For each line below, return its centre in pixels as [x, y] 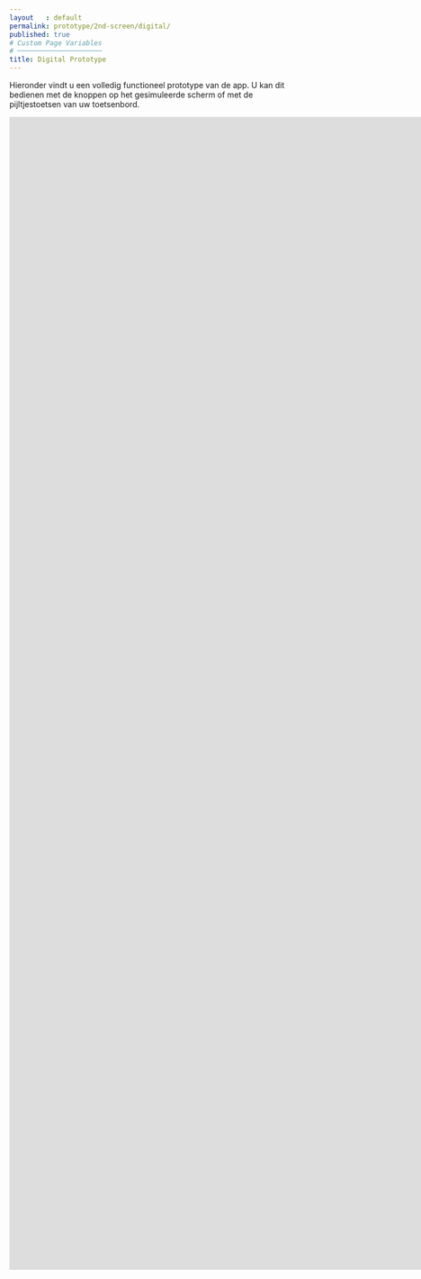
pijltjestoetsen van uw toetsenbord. [75, 104]
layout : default [46, 18]
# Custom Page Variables [56, 43]
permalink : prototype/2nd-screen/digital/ [90, 26]
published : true [40, 34]
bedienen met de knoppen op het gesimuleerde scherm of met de [131, 95]
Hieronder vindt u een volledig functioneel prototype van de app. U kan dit [147, 85]
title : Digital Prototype [58, 59]
